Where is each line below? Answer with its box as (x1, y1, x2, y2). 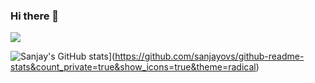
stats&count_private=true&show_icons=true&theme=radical (10, 61, 257, 73)
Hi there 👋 (10, 9, 60, 23)
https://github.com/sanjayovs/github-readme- (114, 50, 305, 63)
